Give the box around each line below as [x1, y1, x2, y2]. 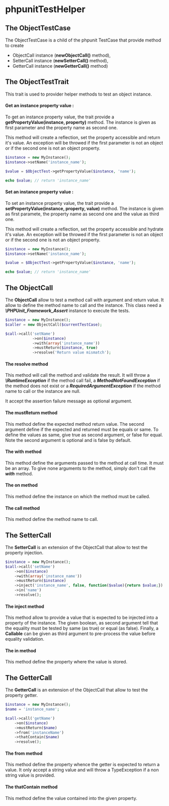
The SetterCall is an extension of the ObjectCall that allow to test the [5, 544, 148, 550]
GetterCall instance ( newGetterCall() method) [12, 63, 108, 69]
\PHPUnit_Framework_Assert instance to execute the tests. [5, 307, 130, 314]
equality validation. [5, 636, 44, 642]
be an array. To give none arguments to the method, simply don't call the [5, 465, 156, 471]
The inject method [5, 603, 44, 609]
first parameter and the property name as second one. [5, 125, 118, 131]
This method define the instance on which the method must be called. [5, 493, 150, 499]
